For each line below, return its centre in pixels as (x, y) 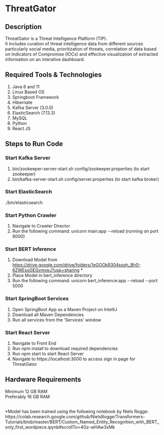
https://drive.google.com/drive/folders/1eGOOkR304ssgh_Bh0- (76, 265)
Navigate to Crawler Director (41, 226)
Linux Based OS (28, 92)
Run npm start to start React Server (48, 353)
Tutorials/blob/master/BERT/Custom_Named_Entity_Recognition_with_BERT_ (82, 422)
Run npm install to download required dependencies (65, 348)
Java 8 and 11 (26, 87)
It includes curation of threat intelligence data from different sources (74, 44)
